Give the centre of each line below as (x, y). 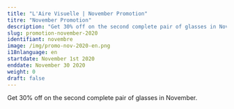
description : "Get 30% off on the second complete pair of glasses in (112, 26)
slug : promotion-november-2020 (53, 33)
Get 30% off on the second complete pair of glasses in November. (102, 98)
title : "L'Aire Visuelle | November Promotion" (78, 14)
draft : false (26, 78)
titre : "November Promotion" (49, 20)
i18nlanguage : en (32, 53)
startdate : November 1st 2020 (51, 59)
